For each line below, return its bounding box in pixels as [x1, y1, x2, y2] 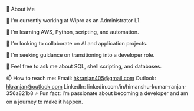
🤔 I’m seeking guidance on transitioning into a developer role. [6, 51, 155, 58]
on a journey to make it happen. [6, 98, 83, 105]
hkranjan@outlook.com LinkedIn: [6, 83, 86, 90]
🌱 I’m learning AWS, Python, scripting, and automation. [6, 28, 140, 35]
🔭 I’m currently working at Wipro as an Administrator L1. [6, 17, 141, 24]
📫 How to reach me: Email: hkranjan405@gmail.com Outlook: [6, 74, 157, 81]
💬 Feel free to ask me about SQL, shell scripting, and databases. [6, 63, 162, 70]
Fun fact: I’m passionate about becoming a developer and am [39, 90, 189, 97]
